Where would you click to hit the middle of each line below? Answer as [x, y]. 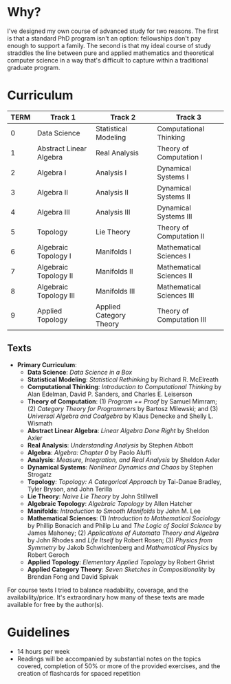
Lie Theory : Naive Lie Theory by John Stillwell [93, 496]
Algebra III [53, 212]
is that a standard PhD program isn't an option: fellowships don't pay [104, 38]
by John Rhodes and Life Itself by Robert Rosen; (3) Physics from [120, 540]
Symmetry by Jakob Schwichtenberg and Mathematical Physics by [122, 547]
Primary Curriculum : [47, 364]
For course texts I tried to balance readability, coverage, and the [98, 590]
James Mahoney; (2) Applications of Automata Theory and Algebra [123, 533]
